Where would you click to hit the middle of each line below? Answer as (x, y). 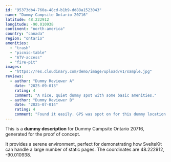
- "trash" (20, 48)
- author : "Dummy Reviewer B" (42, 100)
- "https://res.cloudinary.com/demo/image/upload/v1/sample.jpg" (81, 72)
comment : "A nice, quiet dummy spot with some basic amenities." (86, 95)
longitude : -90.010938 (29, 24)
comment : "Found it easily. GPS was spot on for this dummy (80, 114)
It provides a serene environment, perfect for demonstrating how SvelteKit (84, 144)
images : (14, 67)
